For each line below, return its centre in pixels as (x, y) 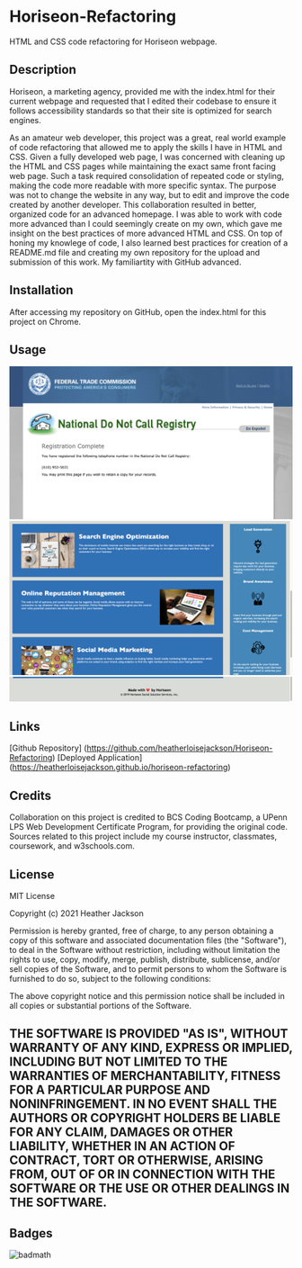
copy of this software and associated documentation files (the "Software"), (148, 940)
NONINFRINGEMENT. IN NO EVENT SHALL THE (143, 1104)
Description (43, 70)
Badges (31, 1233)
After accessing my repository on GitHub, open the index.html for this (138, 311)
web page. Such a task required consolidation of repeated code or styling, (147, 175)
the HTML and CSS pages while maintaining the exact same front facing (142, 166)
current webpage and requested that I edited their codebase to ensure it (143, 101)
